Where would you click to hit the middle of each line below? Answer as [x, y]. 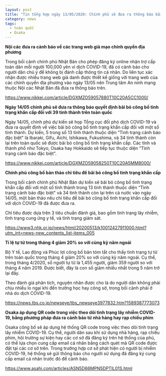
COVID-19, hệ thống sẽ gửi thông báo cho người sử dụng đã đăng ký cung [81, 353]
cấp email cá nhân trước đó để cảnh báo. [47, 359]
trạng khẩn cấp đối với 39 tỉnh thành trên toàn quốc [59, 112]
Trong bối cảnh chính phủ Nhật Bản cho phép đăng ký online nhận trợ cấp [80, 62]
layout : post [19, 10]
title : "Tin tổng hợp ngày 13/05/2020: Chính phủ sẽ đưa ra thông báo [79, 14]
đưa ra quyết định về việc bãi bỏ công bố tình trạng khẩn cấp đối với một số [82, 127]
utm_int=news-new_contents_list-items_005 [50, 233]
